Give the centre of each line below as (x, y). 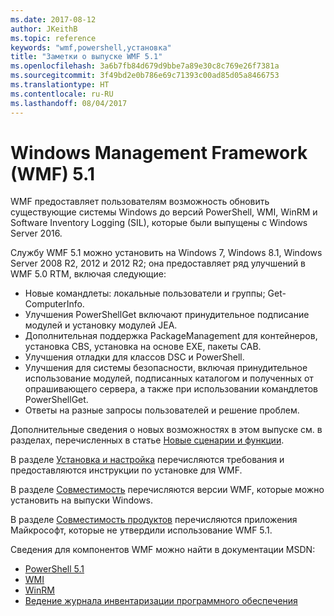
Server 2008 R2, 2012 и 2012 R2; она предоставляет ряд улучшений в (158, 263)
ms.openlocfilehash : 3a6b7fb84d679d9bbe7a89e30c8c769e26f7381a (145, 66)
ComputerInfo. (54, 304)
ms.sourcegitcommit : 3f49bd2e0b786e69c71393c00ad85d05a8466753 (145, 76)
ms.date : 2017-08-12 (53, 19)
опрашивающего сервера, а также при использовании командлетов (171, 389)
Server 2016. (36, 233)
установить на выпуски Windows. (82, 500)
